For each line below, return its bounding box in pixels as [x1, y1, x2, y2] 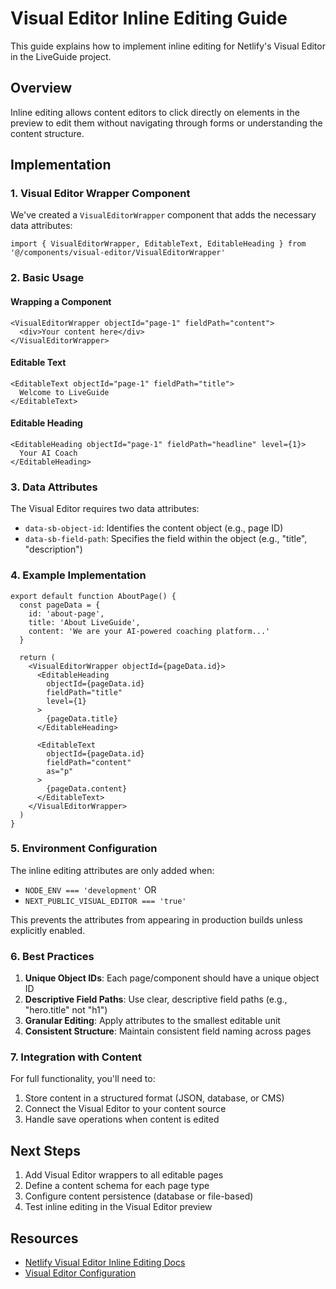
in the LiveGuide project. [10, 50, 112, 62]
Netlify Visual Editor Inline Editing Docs [24, 1257, 186, 1269]
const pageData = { [19, 600, 101, 610]
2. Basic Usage [10, 271, 85, 285]
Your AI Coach [19, 448, 78, 458]
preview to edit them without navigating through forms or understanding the [10, 117, 323, 129]
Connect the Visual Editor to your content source [24, 1103, 227, 1115]
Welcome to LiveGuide [19, 387, 110, 397]
